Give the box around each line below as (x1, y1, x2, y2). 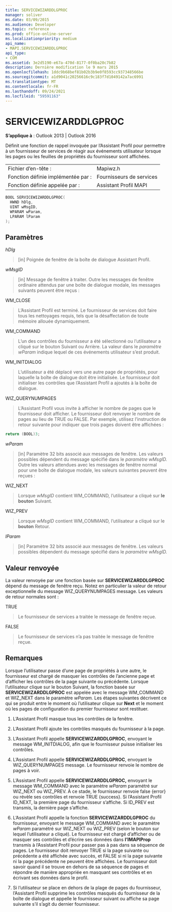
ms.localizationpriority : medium (5, 36, 77, 42)
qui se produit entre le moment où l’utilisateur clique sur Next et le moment (5, 700, 164, 706)
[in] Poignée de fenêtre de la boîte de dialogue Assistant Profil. (17, 256, 151, 263)
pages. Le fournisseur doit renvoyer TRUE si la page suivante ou (12, 847, 149, 853)
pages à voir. (12, 767, 41, 773)
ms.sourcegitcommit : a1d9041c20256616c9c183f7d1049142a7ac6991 (5, 75, 144, 80)
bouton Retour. (17, 524, 50, 530)
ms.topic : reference (5, 27, 50, 32)
